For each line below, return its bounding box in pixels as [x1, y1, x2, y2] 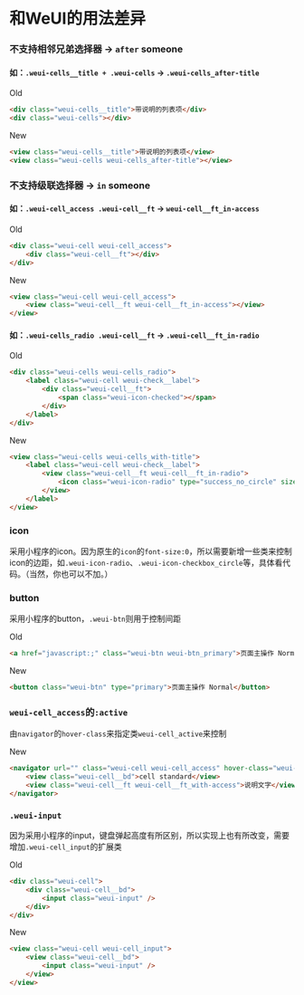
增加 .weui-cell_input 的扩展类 [9, 841, 122, 852]
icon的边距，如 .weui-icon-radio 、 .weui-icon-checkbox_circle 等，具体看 [9, 557, 283, 568]
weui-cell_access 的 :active [9, 705, 128, 718]
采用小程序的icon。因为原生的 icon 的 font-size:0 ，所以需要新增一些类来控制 [9, 545, 292, 557]
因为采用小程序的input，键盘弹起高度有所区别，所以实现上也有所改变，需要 [9, 830, 290, 841]
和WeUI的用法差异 [9, 8, 147, 29]
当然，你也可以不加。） [28, 568, 113, 579]
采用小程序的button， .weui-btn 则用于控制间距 [9, 613, 181, 625]
